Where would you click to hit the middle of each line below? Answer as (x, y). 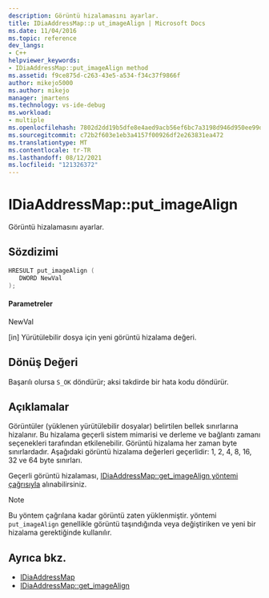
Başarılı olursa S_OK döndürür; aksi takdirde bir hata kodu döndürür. (119, 381)
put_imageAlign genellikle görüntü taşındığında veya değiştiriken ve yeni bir (132, 524)
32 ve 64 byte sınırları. (45, 460)
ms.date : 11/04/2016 (43, 31)
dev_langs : (26, 46)
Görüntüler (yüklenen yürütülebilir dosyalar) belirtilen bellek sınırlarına (123, 426)
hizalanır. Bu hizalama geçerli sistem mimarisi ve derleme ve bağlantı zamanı (134, 435)
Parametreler (31, 304)
